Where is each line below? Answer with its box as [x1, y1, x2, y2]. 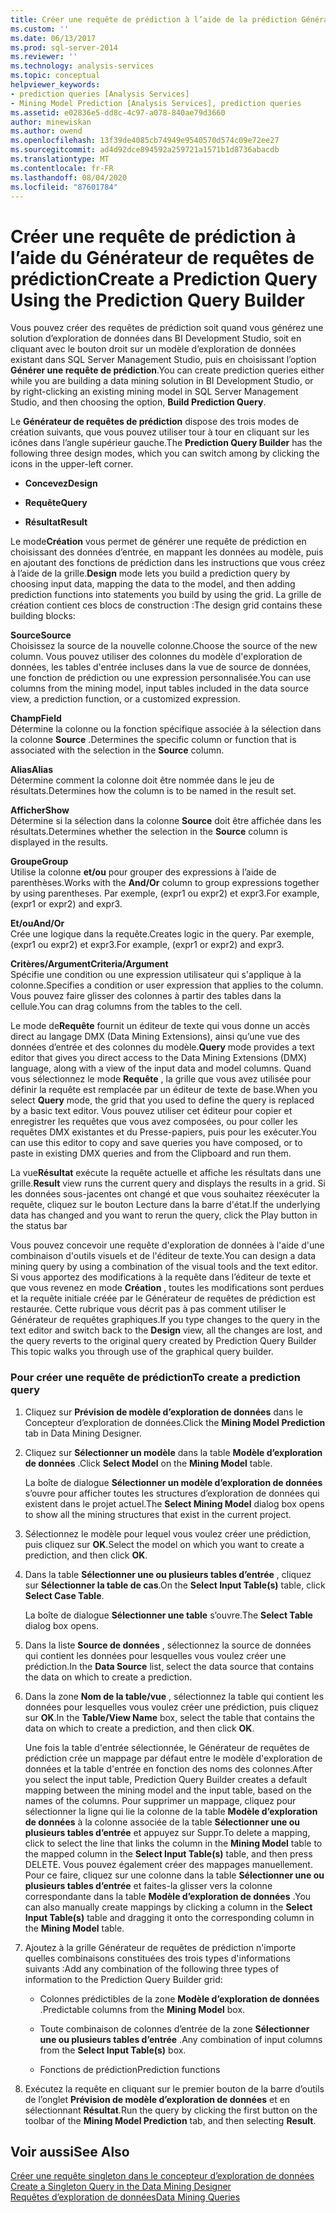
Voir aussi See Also [10, 2144, 130, 2160]
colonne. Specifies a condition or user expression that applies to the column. [10, 979, 324, 991]
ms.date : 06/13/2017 [10, 33, 97, 43]
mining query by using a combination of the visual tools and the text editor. [10, 1261, 318, 1273]
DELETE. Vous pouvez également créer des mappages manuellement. [24, 1858, 313, 1870]
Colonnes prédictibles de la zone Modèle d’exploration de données [39, 1992, 320, 2005]
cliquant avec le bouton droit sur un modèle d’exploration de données [10, 343, 297, 355]
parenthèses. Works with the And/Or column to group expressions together [10, 877, 320, 889]
